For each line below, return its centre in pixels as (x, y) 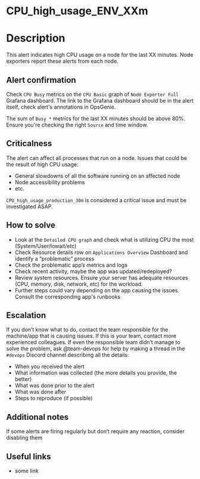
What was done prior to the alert (54, 385)
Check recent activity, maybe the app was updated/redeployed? (93, 271)
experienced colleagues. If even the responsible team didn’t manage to (93, 342)
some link (26, 471)
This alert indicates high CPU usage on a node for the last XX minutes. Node (100, 55)
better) (23, 379)
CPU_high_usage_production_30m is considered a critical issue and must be (96, 200)
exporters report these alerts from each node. (62, 61)
